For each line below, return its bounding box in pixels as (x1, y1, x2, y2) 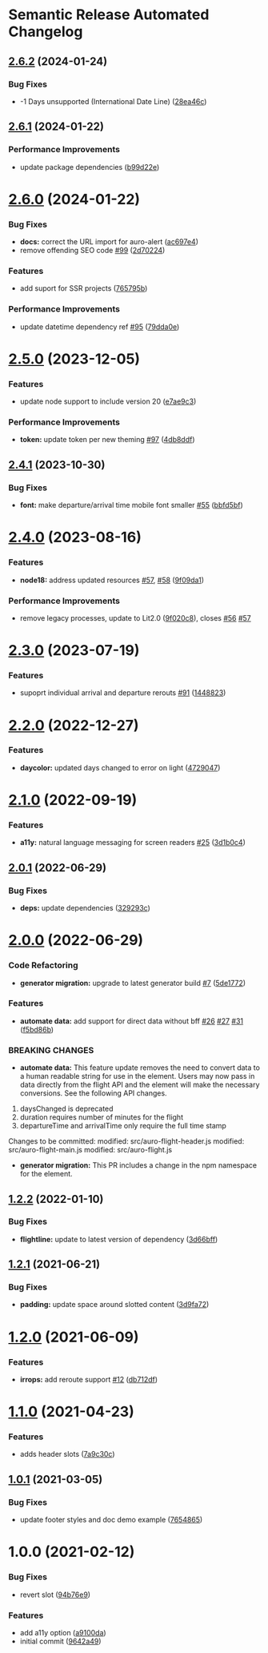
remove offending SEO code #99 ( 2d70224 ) (19, 246, 166, 255)
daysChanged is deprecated (19, 1104, 114, 1114)
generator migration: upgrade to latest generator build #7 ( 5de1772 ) (19, 978, 246, 987)
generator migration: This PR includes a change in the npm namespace (19, 1160, 258, 1170)
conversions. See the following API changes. (19, 1088, 167, 1098)
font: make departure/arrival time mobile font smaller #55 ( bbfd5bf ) (19, 501, 244, 510)
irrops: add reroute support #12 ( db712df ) (19, 1374, 158, 1384)
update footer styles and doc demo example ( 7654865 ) (19, 1515, 203, 1525)
